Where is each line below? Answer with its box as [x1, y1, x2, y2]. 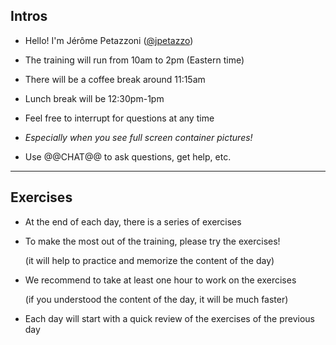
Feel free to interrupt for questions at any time [24, 112, 215, 124]
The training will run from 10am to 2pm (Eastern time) [24, 54, 245, 66]
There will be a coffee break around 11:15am [24, 73, 206, 85]
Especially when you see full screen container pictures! [24, 131, 253, 143]
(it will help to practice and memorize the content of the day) [24, 254, 275, 266]
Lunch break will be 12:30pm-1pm [24, 92, 165, 104]
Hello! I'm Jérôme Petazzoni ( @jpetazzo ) [24, 34, 194, 46]
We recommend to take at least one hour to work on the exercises [24, 274, 297, 286]
